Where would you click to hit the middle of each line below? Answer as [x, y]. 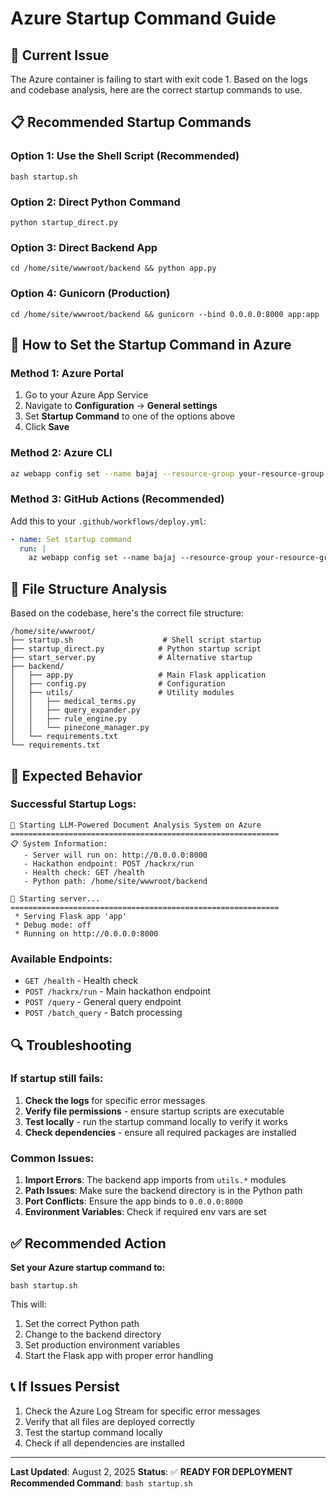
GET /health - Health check [81, 981]
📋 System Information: [59, 843]
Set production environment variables [102, 1344]
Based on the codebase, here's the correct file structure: [127, 613]
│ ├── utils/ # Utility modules [122, 693]
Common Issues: [52, 1158]
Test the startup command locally [93, 1432]
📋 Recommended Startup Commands [131, 122]
